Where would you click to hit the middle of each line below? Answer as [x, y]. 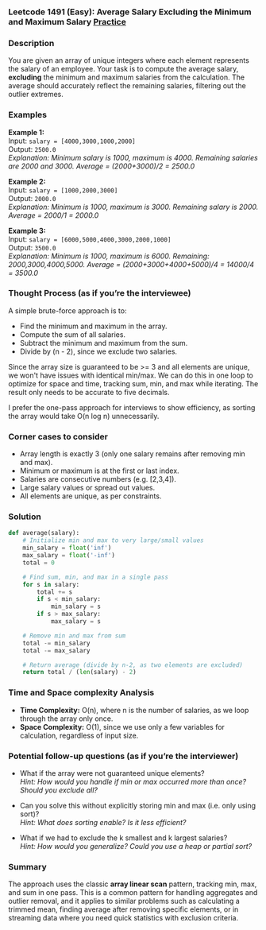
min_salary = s [76, 606]
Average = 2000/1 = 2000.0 [54, 215]
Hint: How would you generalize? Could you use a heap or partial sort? [136, 846]
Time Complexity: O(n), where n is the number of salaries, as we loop [134, 710]
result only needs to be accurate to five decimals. [89, 392]
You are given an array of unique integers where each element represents [129, 60]
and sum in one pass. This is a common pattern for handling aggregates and [133, 893]
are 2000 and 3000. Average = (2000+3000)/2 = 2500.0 [102, 166]
